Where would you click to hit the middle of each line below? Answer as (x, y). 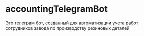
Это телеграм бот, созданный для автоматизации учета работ (72, 23)
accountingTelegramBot (56, 9)
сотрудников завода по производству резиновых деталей (67, 28)
